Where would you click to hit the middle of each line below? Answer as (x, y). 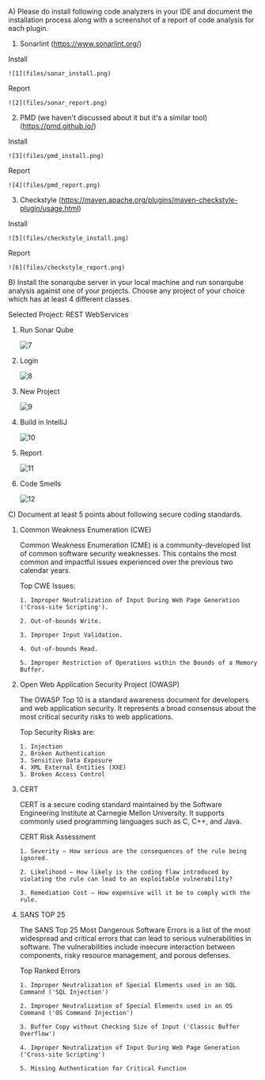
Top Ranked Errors (50, 970)
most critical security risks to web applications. (97, 717)
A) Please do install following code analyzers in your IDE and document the (131, 12)
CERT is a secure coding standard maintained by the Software (121, 804)
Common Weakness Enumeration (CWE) (85, 530)
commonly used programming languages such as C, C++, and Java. (131, 821)
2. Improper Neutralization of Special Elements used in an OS (126, 1006)
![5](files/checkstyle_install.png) (68, 238)
